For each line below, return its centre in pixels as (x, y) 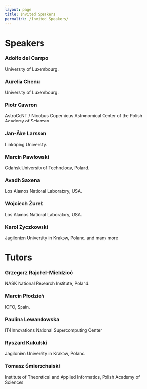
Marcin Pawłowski (27, 157)
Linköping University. (26, 144)
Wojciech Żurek (24, 204)
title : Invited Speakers (30, 14)
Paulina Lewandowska (32, 319)
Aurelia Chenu (22, 81)
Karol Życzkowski (27, 227)
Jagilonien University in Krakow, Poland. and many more (62, 238)
